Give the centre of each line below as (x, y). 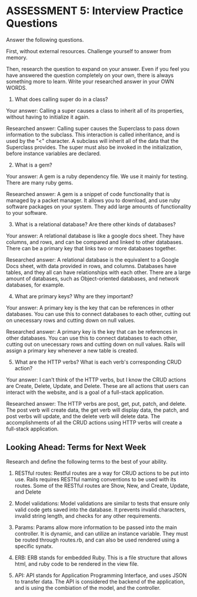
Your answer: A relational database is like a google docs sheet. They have (96, 236)
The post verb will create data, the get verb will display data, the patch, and (98, 410)
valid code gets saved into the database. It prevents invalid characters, (100, 510)
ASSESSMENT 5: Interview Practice (95, 11)
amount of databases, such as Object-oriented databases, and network (93, 278)
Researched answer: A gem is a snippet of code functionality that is (88, 194)
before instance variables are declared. (54, 153)
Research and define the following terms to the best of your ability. (87, 461)
